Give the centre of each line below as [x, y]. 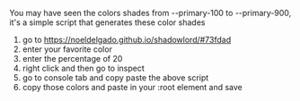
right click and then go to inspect [84, 68]
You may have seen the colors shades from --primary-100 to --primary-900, [150, 13]
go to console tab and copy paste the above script [115, 78]
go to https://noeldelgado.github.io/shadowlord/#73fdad [127, 40]
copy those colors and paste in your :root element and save [132, 87]
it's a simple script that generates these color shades [107, 22]
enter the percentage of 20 [72, 59]
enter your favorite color [67, 49]
